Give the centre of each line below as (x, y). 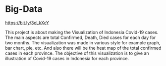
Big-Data (24, 9)
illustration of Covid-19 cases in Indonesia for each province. (67, 58)
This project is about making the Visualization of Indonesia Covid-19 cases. (82, 32)
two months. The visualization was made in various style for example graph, (83, 42)
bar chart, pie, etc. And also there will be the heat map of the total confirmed (83, 48)
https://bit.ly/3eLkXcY (27, 23)
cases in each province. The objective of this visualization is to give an (77, 53)
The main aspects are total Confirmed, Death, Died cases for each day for (81, 37)
